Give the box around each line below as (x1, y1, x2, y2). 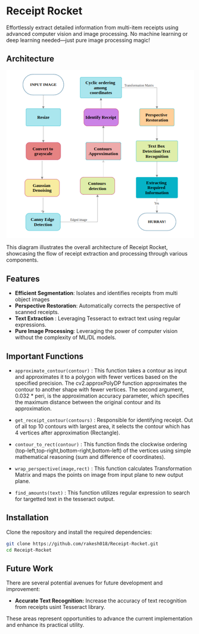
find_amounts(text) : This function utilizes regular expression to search (14, 489, 191, 496)
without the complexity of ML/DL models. (14, 334, 117, 341)
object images (14, 296, 50, 303)
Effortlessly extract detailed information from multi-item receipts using (6, 24, 179, 31)
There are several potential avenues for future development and (6, 579, 163, 586)
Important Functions (6, 351, 84, 361)
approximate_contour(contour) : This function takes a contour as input (14, 366, 187, 374)
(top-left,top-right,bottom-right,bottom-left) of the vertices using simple (14, 447, 192, 454)
